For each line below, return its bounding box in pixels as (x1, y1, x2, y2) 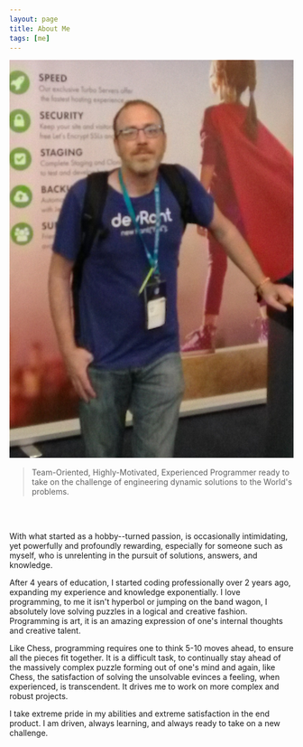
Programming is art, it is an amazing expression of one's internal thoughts (9, 615, 284, 626)
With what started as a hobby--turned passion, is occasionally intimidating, (9, 530, 289, 542)
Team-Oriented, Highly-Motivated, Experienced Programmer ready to (31, 467, 290, 478)
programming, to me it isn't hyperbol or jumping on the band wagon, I (9, 596, 268, 607)
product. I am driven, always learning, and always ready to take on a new (9, 717, 281, 728)
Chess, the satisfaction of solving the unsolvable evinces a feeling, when (9, 671, 280, 682)
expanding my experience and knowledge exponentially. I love (9, 586, 241, 597)
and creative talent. (9, 625, 81, 636)
